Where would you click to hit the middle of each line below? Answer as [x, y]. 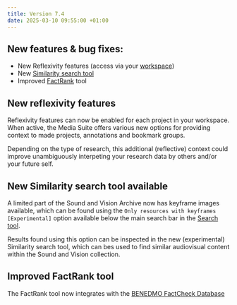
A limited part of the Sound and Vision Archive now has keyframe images [114, 203]
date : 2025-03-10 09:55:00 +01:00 [58, 20]
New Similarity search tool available [87, 186]
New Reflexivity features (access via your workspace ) [96, 66]
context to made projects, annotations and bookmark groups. [96, 136]
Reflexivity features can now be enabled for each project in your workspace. [119, 120]
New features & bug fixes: [65, 49]
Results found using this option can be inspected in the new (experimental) [116, 239]
